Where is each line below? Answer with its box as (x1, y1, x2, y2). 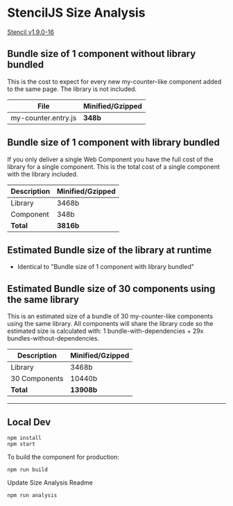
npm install (7, 434, 42, 441)
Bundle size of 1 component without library (7, 48, 196, 60)
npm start (7, 441, 36, 448)
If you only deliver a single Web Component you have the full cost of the (7, 155, 214, 163)
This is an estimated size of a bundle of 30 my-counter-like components (7, 312, 214, 320)
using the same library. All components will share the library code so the (7, 320, 214, 328)
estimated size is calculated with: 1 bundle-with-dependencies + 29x (7, 327, 204, 335)
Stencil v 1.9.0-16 (7, 28, 54, 36)
